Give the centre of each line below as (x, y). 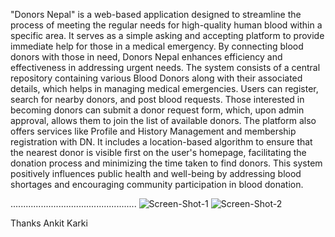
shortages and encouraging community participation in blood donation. (157, 184)
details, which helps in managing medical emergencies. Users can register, (164, 88)
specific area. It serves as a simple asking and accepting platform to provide (167, 35)
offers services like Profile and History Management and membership (153, 131)
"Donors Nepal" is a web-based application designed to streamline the (156, 14)
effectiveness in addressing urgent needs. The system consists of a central (165, 67)
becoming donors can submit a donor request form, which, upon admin (157, 110)
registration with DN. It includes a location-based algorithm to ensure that (161, 142)
